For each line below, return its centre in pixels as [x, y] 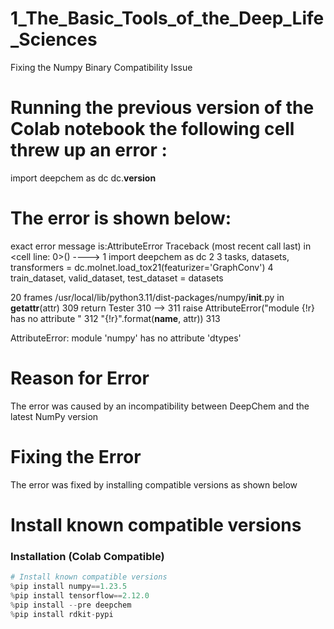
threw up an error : [89, 150]
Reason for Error [80, 378]
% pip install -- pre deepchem [71, 605]
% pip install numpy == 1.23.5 [69, 587]
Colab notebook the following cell [152, 129]
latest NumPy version [54, 416]
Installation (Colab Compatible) [87, 556]
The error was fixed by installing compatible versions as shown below [154, 484]
